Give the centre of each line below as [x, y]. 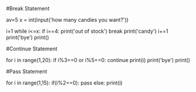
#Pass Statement [27, 71]
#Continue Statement [32, 49]
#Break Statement [28, 8]
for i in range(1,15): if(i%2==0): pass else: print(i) [64, 83]
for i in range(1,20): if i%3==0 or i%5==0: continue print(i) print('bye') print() [98, 60]
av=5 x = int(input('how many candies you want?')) [67, 20]
